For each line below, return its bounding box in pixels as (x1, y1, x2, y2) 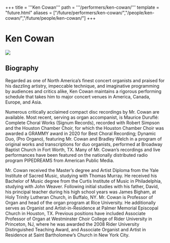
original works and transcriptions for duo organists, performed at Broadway (5, 141, 163, 147)
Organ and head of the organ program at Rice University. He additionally (5, 199, 156, 205)
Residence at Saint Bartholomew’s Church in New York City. (5, 232, 130, 238)
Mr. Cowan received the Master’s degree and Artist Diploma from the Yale (5, 167, 159, 173)
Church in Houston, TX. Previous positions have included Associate (5, 210, 146, 216)
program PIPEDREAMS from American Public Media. (5, 157, 114, 163)
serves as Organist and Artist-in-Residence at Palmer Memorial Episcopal (5, 205, 158, 211)
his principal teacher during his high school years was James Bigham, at (5, 189, 156, 195)
